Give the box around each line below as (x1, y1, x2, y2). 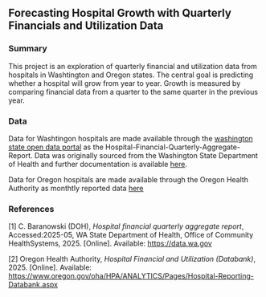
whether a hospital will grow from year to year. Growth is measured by (8, 78, 241, 87)
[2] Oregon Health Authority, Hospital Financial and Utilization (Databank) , (8, 254, 256, 264)
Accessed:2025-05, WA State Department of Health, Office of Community (8, 230, 254, 240)
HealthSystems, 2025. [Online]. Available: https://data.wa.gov (8, 238, 213, 248)
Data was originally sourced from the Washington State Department (34, 150, 259, 160)
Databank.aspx (8, 280, 59, 290)
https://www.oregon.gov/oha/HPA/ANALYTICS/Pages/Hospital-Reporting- (8, 271, 255, 281)
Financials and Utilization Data (8, 19, 164, 33)
